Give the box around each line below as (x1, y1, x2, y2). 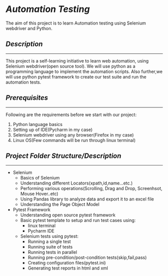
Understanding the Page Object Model (20, 201, 100, 207)
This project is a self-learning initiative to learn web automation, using (5, 57, 149, 63)
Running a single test (27, 238, 71, 244)
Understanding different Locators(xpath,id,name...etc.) (20, 180, 133, 186)
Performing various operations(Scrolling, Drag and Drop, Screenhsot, (20, 185, 163, 191)
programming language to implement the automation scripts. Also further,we (5, 68, 163, 74)
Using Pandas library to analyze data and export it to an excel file (20, 196, 154, 202)
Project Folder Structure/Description (5, 151, 122, 160)
